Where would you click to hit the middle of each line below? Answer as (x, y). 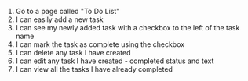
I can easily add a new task (59, 19)
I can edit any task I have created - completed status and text (115, 61)
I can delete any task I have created (73, 53)
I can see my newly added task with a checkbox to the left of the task (128, 28)
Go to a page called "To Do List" (67, 11)
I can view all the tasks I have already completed (94, 69)
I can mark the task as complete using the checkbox (100, 44)
